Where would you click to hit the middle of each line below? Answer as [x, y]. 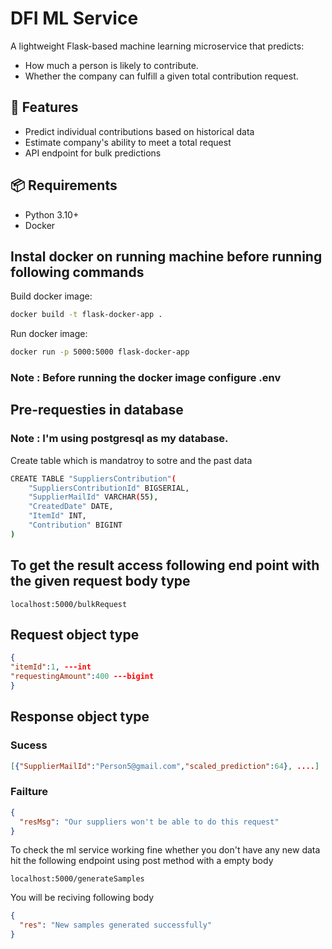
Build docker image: [51, 296]
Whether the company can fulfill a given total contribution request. [161, 76]
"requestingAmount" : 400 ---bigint [82, 677]
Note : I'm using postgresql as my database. [119, 439]
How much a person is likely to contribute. [111, 65]
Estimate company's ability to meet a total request [128, 142]
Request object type [75, 635]
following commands [77, 272]
